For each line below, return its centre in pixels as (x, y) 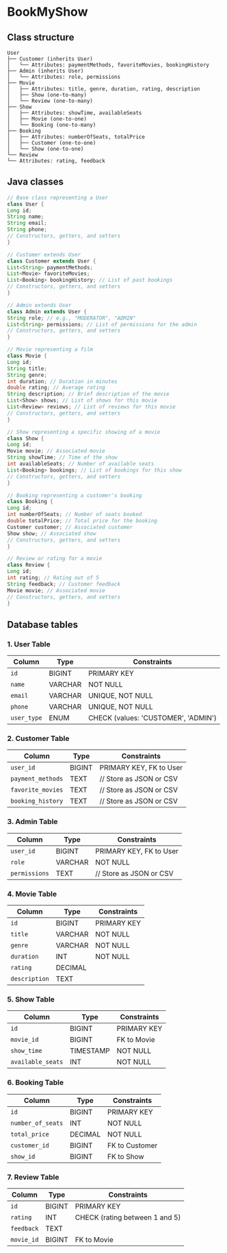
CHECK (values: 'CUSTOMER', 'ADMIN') (152, 718)
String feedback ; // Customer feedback (64, 584)
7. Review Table (33, 1177)
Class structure (41, 37)
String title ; (27, 368)
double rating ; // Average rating (56, 388)
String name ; (26, 217)
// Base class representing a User (58, 197)
